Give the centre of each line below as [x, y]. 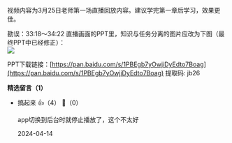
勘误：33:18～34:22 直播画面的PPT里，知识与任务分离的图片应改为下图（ [113, 34]
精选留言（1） [27, 88]
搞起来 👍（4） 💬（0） [50, 103]
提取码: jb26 [183, 73]
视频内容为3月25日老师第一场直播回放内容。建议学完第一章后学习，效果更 [114, 10]
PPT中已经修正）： [39, 43]
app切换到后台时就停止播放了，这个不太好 [78, 120]
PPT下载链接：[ [30, 64]
